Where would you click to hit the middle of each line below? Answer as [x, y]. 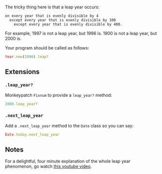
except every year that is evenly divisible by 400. [68, 24]
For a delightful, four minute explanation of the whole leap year [68, 161]
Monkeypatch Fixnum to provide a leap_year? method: [59, 95]
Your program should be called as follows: [47, 48]
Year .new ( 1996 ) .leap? [27, 57]
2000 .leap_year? [21, 104]
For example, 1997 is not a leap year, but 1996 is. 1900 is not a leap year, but [81, 33]
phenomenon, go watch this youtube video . [49, 166]
